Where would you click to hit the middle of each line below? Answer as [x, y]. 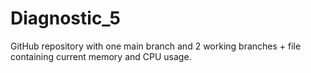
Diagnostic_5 [65, 18]
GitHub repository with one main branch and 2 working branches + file [156, 46]
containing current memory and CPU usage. [101, 56]
